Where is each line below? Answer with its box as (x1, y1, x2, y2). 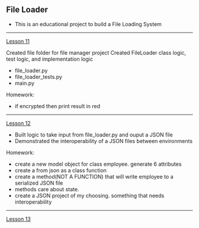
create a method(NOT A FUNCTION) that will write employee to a (14, 173, 174, 180)
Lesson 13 (6, 215, 31, 222)
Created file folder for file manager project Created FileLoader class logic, (6, 49, 187, 56)
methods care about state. (14, 185, 79, 192)
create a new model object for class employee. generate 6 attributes (14, 160, 182, 167)
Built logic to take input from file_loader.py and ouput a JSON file (14, 131, 173, 138)
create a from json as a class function (14, 166, 107, 174)
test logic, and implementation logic (6, 55, 94, 62)
